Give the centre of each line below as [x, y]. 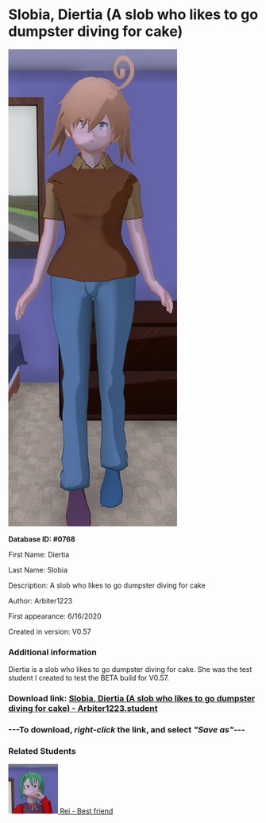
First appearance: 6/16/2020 [55, 616]
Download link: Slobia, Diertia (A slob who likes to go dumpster [132, 699]
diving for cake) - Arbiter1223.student [83, 708]
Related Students [42, 751]
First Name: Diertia [39, 554]
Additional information [53, 652]
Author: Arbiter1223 [40, 600]
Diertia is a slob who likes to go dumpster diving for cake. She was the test [130, 670]
